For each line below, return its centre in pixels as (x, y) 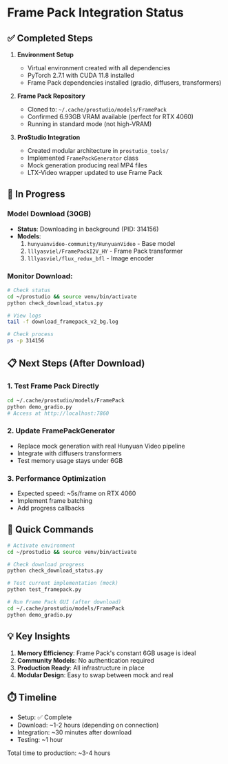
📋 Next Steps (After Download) (76, 363)
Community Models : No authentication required (86, 660)
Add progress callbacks (51, 508)
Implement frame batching (55, 501)
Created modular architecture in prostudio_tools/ (98, 151)
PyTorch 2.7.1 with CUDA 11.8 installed (81, 75)
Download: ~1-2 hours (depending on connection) (88, 725)
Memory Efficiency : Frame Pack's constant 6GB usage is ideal (106, 653)
